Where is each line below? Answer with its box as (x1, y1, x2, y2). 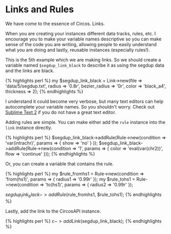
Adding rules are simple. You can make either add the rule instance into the (5, 119, 166, 125)
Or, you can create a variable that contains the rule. (5, 160, 114, 167)
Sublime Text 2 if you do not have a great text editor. (5, 109, 117, 115)
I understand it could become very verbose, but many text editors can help (5, 98, 163, 104)
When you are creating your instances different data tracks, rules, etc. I (5, 30, 156, 36)
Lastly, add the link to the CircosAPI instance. (5, 208, 101, 214)
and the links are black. (5, 68, 55, 74)
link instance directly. (5, 124, 52, 131)
